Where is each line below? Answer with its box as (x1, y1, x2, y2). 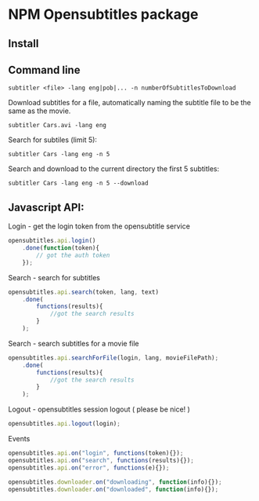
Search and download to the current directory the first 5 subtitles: (8, 164, 220, 174)
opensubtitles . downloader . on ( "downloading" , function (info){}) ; (8, 477, 222, 486)
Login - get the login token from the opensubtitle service (8, 221, 190, 231)
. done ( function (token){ (22, 244, 100, 252)
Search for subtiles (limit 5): (8, 135, 98, 144)
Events (8, 434, 31, 444)
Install (8, 37, 39, 50)
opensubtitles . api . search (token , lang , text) (8, 288, 159, 296)
